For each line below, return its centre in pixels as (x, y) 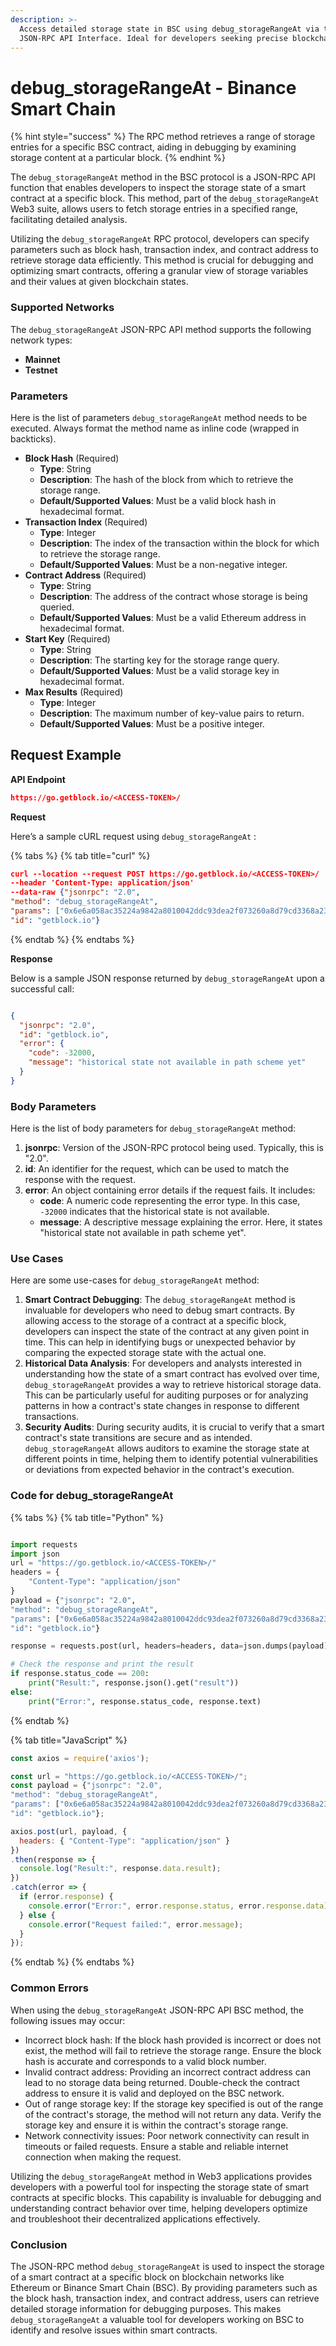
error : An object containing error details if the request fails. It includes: (170, 1190)
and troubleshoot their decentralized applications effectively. (135, 2218)
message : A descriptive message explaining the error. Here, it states (181, 1222)
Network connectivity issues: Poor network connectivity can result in (167, 2135)
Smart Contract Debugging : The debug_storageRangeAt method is (160, 1300)
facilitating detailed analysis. (69, 220)
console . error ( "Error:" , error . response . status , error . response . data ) (178, 1906)
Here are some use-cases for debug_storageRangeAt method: (135, 1280)
